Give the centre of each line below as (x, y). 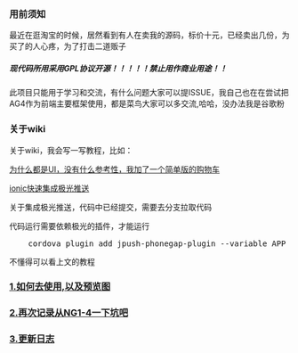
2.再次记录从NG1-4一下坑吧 (69, 313)
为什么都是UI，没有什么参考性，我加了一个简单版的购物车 (115, 169)
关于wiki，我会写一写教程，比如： (71, 150)
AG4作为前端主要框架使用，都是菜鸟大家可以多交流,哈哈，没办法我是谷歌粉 (147, 103)
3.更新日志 (32, 339)
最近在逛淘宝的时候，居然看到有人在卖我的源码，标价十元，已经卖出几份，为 (149, 35)
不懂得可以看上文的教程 (52, 261)
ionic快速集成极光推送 (49, 188)
